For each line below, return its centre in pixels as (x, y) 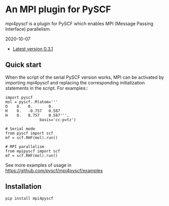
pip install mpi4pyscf (29, 198)
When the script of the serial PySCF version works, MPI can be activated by (85, 77)
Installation (23, 187)
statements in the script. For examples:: (47, 88)
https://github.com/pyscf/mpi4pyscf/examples (54, 170)
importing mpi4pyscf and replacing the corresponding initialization (75, 82)
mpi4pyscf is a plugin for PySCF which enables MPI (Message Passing (79, 24)
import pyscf (19, 97)
